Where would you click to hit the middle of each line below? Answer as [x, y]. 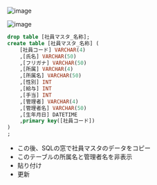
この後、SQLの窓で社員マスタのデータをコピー [84, 148]
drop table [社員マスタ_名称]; [48, 37]
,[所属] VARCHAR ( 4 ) [47, 70]
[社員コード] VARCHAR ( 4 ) [53, 50]
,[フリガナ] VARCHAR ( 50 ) [53, 63]
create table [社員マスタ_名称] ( [53, 43]
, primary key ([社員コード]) [57, 121]
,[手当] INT [36, 95]
